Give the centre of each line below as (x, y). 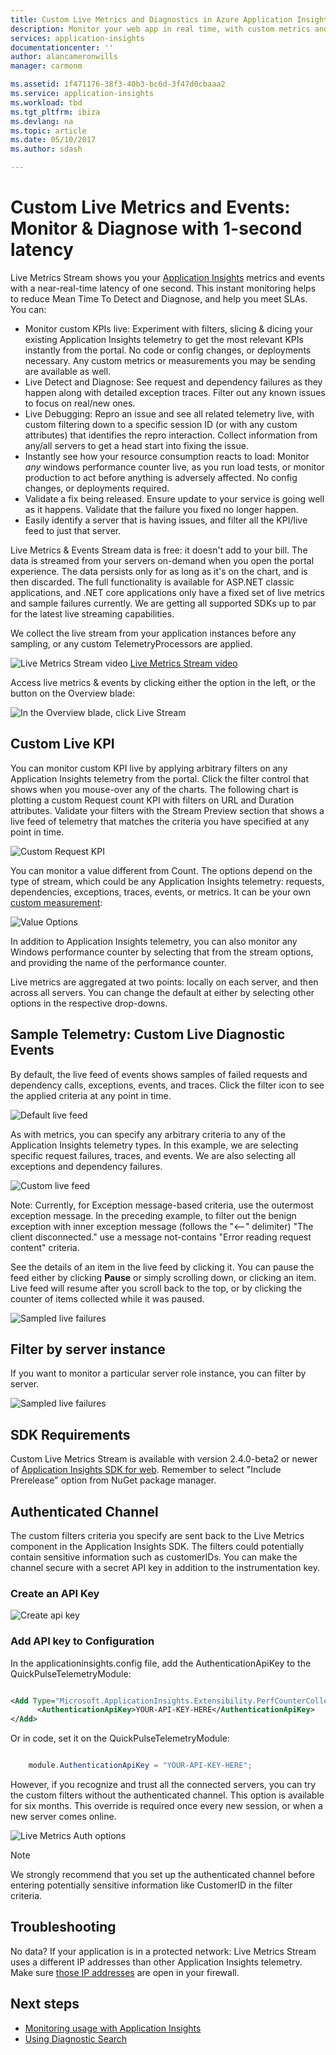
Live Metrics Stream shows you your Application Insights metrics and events (167, 277)
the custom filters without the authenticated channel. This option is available (167, 1795)
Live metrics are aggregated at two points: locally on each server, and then (164, 982)
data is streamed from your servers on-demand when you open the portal (162, 560)
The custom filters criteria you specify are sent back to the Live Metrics (157, 1535)
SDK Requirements (70, 1434)
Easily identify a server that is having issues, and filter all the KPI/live (166, 520)
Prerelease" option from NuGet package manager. (113, 1480)
